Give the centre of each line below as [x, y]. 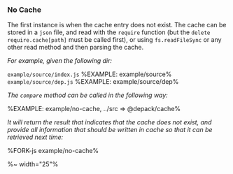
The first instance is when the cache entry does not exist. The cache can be [117, 25]
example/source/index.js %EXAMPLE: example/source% [90, 74]
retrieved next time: [35, 137]
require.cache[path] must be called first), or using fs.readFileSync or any [114, 40]
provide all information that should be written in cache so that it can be [110, 130]
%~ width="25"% [33, 164]
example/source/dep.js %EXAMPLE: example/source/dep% [93, 82]
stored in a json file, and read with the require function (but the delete [109, 32]
